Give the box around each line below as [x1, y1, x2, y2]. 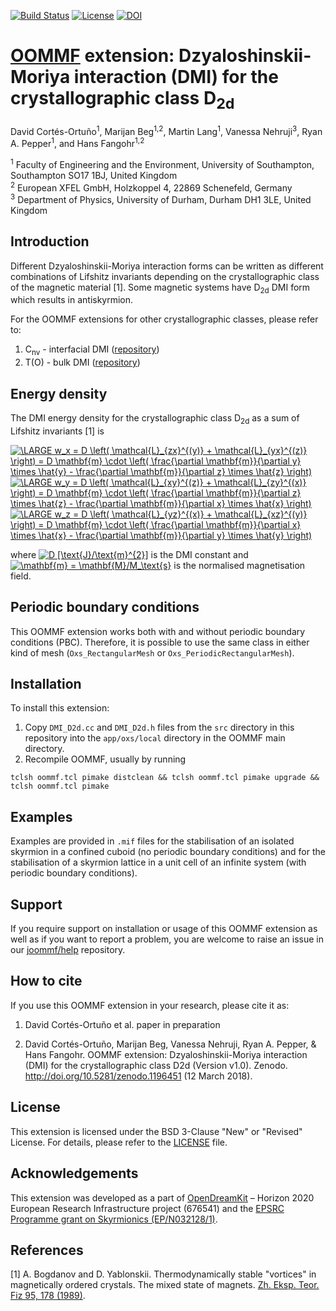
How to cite [10, 973, 83, 990]
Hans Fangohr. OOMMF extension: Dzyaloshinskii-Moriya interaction [24, 1048, 308, 1060]
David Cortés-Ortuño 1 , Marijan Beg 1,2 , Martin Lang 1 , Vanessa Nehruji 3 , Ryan [10, 123, 323, 137]
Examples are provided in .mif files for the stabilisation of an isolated [10, 835, 295, 847]
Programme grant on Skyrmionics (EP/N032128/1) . [10, 1213, 218, 1225]
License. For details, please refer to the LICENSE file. [10, 1136, 228, 1148]
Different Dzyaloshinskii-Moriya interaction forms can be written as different [10, 260, 324, 272]
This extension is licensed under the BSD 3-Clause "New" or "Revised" [10, 1125, 303, 1137]
